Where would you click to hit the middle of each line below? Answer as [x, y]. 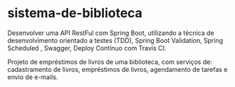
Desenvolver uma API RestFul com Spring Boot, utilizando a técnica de [111, 33]
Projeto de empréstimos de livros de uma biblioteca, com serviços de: [110, 61]
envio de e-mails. [33, 77]
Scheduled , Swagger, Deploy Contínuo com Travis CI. [87, 48]
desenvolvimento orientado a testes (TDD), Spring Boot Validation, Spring [115, 40]
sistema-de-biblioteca [75, 13]
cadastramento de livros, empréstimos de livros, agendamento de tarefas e [117, 69]
